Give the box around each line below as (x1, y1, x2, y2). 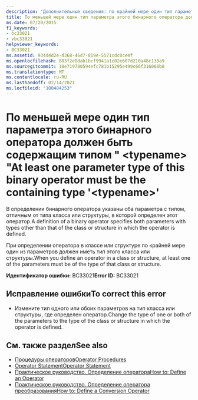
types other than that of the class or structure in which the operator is (6, 224, 176, 231)
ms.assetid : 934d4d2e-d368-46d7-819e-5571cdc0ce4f (6, 52, 133, 58)
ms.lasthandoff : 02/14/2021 (6, 80, 75, 86)
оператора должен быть (6, 136, 133, 149)
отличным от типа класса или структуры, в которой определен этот (6, 211, 178, 219)
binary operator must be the (6, 173, 146, 187)
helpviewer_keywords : (6, 42, 60, 48)
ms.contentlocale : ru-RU (6, 74, 67, 80)
